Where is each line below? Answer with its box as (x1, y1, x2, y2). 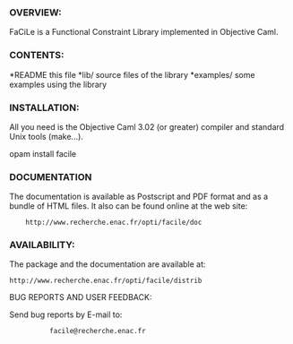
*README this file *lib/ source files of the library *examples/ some (9, 69, 255, 80)
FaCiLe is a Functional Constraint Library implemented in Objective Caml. (9, 27, 280, 38)
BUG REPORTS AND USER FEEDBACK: (9, 292, 152, 303)
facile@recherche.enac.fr (48, 327, 146, 336)
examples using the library (9, 79, 108, 90)
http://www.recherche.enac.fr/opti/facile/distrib (9, 276, 203, 286)
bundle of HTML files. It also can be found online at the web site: (9, 201, 248, 211)
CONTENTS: (9, 49, 65, 62)
